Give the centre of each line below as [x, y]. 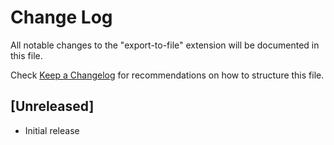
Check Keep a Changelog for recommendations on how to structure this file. [167, 75]
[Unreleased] [52, 106]
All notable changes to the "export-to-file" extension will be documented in [165, 45]
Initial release [52, 130]
